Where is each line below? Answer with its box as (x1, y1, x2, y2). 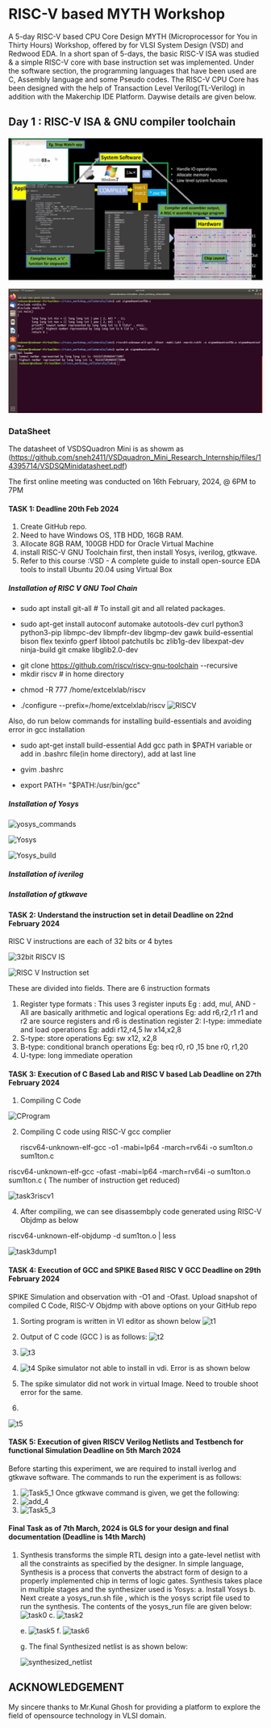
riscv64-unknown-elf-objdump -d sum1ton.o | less (8, 1231, 177, 1241)
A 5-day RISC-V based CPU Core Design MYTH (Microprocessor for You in (8, 32, 258, 41)
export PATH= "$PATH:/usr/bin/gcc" (19, 781, 141, 790)
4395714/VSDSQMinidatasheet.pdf (8, 462, 125, 471)
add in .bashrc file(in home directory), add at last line (19, 749, 196, 759)
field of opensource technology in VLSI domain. (8, 1710, 167, 1720)
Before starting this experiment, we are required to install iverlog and (8, 1464, 236, 1473)
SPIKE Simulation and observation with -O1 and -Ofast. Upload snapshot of (8, 1292, 258, 1301)
